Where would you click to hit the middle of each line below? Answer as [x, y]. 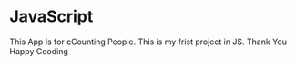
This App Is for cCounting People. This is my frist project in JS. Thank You [148, 42]
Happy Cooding [39, 51]
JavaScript [51, 17]
